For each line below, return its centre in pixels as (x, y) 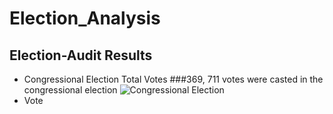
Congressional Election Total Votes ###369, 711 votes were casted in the (173, 79)
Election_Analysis (85, 18)
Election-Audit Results (81, 55)
